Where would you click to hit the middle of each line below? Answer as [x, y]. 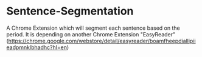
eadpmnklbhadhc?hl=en [37, 47]
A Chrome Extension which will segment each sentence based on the [93, 28]
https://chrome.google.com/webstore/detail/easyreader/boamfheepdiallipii [102, 41]
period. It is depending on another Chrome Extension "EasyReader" [91, 34]
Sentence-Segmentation [70, 11]
